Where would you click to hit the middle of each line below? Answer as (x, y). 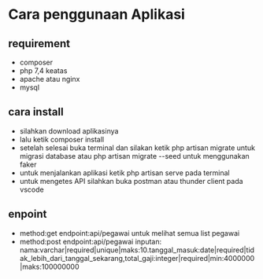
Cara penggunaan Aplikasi (96, 15)
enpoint (28, 214)
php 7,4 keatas (43, 71)
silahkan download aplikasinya (69, 130)
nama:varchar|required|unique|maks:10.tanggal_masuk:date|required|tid (137, 250)
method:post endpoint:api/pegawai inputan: (91, 241)
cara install (36, 112)
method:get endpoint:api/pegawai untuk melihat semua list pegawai (130, 233)
